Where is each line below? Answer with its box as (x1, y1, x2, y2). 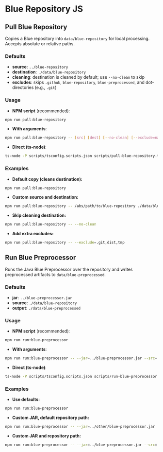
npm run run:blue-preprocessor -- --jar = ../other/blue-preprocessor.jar (5, 424, 155, 429)
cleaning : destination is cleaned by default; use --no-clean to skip (12, 74, 145, 80)
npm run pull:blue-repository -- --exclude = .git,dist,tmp (5, 240, 125, 245)
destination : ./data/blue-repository (12, 69, 86, 75)
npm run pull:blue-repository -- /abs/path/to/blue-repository (5, 204, 136, 209)
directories (12, 85, 34, 90)
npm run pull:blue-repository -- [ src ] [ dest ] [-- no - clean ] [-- (5, 135, 138, 140)
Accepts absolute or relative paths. (5, 41, 75, 47)
